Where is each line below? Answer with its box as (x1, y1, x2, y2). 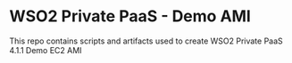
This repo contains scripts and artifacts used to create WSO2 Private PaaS (9, 35, 283, 46)
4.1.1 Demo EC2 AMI (9, 44, 82, 55)
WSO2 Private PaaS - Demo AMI (9, 6, 252, 27)
